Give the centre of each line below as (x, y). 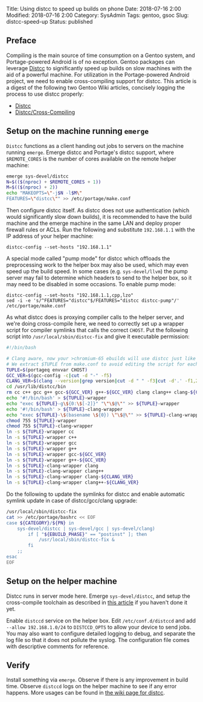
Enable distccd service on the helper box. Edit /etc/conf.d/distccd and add (101, 620)
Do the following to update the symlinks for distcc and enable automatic (96, 494)
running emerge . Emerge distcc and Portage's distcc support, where (90, 152)
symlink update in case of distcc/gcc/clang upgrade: (72, 500)
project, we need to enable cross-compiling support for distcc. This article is (101, 81)
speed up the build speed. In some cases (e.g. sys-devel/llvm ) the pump (97, 271)
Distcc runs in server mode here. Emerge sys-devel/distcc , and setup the (98, 596)
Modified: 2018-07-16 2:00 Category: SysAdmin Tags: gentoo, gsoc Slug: (98, 15)
